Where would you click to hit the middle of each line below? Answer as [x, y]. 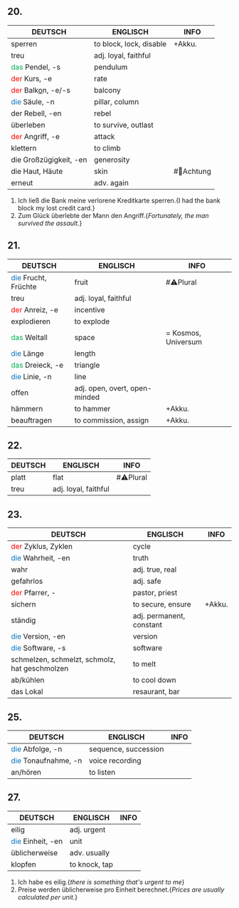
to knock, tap [91, 864]
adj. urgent [87, 830]
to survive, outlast [124, 125]
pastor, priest [155, 593]
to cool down [154, 680]
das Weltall [29, 337]
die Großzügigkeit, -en [49, 160]
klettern [24, 148]
